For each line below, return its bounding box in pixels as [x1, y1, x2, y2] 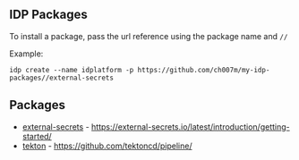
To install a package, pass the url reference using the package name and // [9, 30, 288, 41]
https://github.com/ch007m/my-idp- [137, 65, 270, 74]
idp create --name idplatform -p [9, 65, 134, 74]
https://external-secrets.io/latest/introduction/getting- [90, 121, 290, 132]
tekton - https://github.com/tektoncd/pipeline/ [21, 140, 192, 151]
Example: [9, 48, 44, 59]
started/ [21, 131, 52, 141]
